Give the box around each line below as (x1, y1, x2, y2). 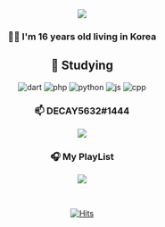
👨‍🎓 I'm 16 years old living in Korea (7, 30, 157, 43)
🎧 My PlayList (49, 150, 114, 163)
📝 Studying (51, 58, 113, 73)
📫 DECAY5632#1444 (34, 105, 130, 117)
